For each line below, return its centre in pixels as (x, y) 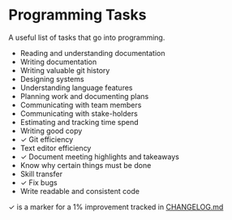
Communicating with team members (81, 105)
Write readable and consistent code (80, 191)
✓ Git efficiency (47, 139)
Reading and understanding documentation (92, 53)
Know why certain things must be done (86, 165)
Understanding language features (76, 88)
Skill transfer (41, 174)
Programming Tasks (77, 15)
